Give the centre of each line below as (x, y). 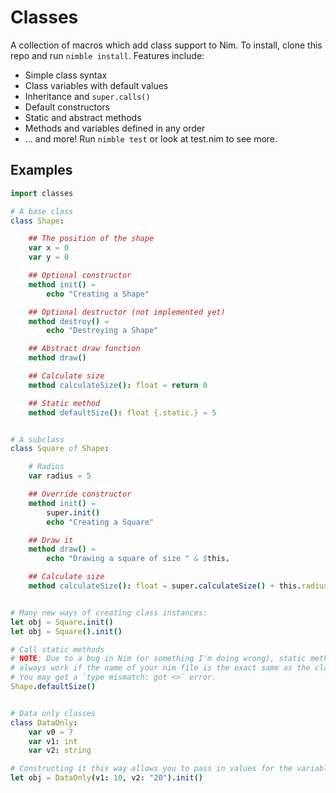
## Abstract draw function (84, 349)
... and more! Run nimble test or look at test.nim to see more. (151, 138)
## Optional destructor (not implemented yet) (127, 312)
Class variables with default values (96, 85)
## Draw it (51, 540)
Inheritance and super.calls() (87, 96)
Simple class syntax (66, 75)
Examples (41, 170)
